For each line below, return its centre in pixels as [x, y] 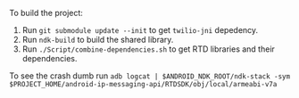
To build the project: [46, 13]
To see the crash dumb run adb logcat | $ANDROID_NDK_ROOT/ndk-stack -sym [150, 76]
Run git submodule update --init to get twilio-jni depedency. [140, 30]
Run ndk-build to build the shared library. [98, 40]
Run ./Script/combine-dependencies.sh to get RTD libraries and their [148, 49]
